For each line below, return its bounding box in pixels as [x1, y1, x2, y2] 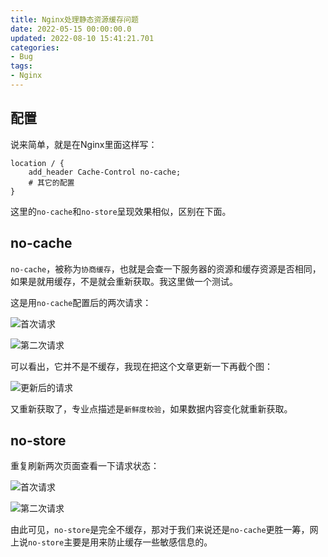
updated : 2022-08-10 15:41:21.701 [10, 33, 155, 43]
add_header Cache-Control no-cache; [28, 167, 182, 177]
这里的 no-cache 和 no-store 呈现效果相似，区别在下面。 [10, 205, 232, 217]
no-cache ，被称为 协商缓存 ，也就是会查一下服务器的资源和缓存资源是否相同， [10, 262, 322, 275]
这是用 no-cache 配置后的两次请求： [10, 296, 152, 308]
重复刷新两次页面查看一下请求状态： [10, 460, 160, 472]
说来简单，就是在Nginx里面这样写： [10, 138, 158, 150]
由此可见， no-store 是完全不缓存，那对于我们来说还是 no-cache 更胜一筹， [10, 524, 310, 536]
